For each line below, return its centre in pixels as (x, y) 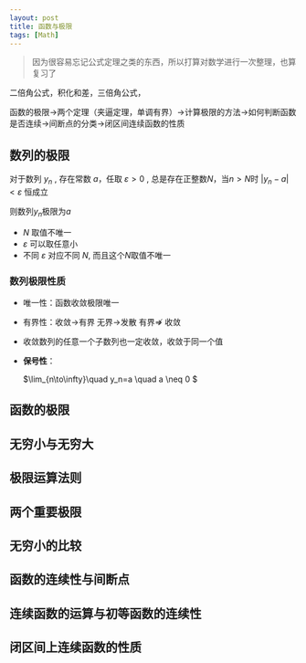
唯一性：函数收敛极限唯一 (71, 303)
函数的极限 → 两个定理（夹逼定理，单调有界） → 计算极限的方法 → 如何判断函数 (153, 112)
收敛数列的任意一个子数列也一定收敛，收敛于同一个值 (123, 342)
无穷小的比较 (46, 546)
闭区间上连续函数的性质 (75, 648)
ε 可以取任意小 (50, 244)
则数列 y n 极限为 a (40, 212)
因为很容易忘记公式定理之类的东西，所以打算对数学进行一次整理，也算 (164, 62)
